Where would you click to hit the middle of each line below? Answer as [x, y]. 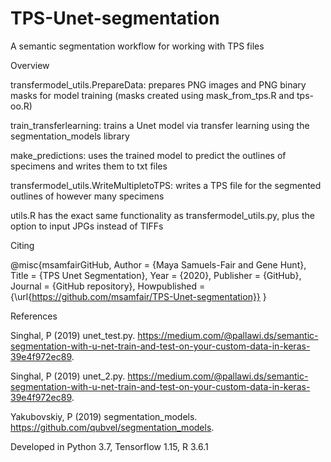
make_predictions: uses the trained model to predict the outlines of [148, 155]
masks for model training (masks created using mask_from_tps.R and [152, 95]
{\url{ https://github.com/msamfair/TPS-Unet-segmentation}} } [138, 296]
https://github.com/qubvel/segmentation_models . [112, 427]
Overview [30, 65]
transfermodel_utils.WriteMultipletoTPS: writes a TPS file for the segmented [166, 185]
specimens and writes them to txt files [89, 166]
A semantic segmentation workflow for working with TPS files [137, 46]
